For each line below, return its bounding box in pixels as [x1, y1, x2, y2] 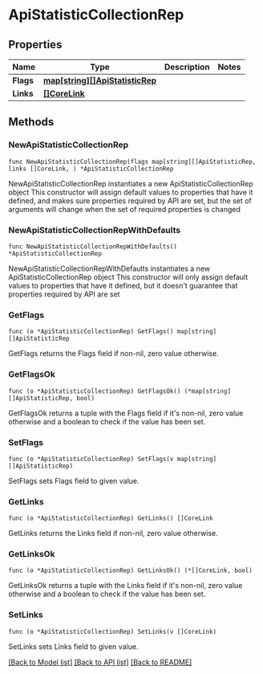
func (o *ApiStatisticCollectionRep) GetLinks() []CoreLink [8, 514, 214, 523]
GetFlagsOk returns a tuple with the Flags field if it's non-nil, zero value [8, 408, 244, 418]
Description [164, 62, 210, 72]
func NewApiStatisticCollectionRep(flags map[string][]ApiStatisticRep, [8, 157, 257, 165]
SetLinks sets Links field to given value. [8, 641, 139, 652]
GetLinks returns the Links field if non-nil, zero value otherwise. [8, 529, 218, 538]
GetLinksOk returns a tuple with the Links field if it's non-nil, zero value [8, 581, 243, 590]
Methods [8, 115, 55, 129]
